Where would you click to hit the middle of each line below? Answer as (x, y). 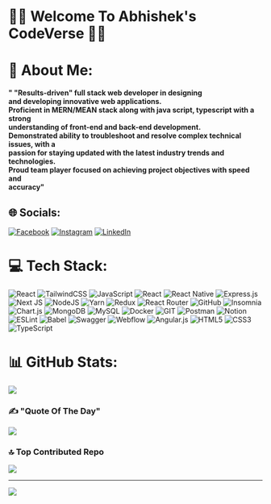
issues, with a (32, 144)
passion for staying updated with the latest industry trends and (116, 153)
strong (20, 119)
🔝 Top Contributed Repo (56, 452)
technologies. (32, 161)
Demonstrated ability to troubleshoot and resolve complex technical (125, 135)
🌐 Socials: (35, 212)
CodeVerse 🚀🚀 (57, 33)
